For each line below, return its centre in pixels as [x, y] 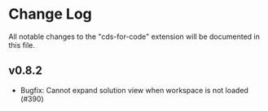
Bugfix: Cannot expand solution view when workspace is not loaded [134, 90]
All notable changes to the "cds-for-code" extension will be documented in [134, 36]
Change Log [50, 14]
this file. [22, 45]
